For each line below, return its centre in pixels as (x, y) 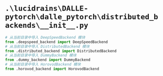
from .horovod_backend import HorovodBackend (52, 69)
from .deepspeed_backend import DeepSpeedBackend (57, 42)
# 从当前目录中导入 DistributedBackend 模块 (47, 46)
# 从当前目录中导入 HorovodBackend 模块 (43, 64)
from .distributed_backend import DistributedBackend (61, 51)
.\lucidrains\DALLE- (47, 8)
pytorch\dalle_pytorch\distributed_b (82, 17)
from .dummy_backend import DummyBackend (48, 60)
